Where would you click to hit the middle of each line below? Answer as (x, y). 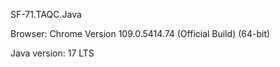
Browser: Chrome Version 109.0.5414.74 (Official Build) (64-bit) (140, 33)
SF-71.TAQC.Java (46, 14)
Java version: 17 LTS (52, 53)
